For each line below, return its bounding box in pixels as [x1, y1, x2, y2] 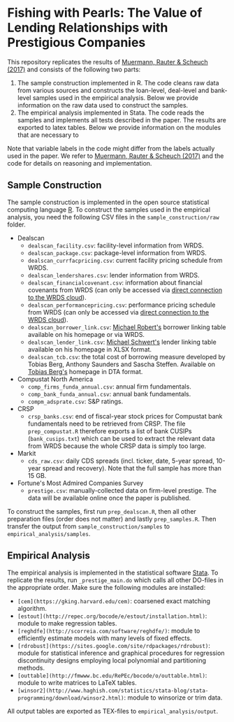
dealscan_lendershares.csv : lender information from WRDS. [27, 270, 200, 279]
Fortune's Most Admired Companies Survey [17, 479, 144, 487]
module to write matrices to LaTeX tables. [17, 678, 138, 686]
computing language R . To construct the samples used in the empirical [7, 205, 211, 214]
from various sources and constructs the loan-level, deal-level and [17, 86, 210, 94]
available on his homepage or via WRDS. [27, 330, 145, 338]
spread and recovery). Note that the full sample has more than [42, 463, 222, 472]
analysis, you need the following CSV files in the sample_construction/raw [7, 212, 219, 221]
